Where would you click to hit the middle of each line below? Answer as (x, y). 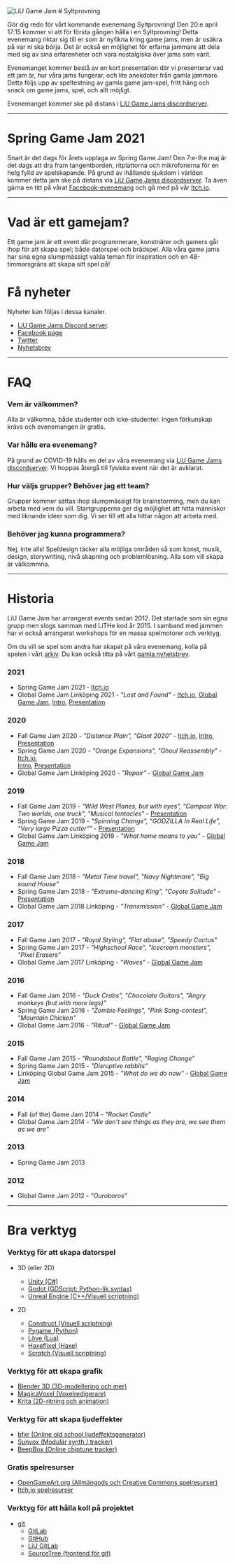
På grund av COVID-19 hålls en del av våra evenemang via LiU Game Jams (115, 460)
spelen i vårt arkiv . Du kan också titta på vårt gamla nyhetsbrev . (99, 654)
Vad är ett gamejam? (68, 222)
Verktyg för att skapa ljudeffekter (65, 1419)
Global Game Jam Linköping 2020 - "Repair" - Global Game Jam (111, 773)
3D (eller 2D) (36, 1267)
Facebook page (40, 332)
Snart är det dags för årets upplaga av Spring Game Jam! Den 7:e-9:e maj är (117, 157)
